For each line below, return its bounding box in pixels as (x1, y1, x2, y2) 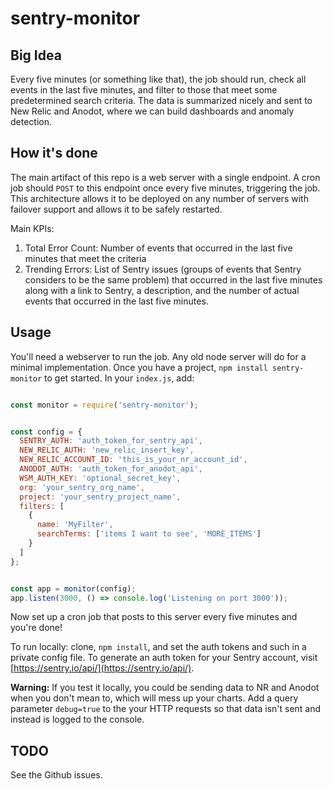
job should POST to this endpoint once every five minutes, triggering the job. (10, 182, 321, 194)
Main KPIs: (10, 222, 55, 234)
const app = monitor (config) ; (10, 583, 137, 594)
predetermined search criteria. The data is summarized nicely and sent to (10, 95, 313, 106)
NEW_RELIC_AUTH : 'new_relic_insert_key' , (19, 445, 195, 456)
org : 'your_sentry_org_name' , (19, 482, 145, 492)
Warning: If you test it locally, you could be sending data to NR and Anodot (10, 682, 320, 694)
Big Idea (10, 47, 62, 64)
